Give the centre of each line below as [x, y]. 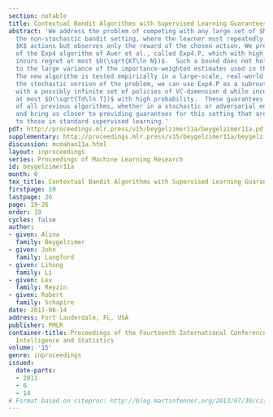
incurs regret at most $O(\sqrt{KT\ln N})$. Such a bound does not [134, 62]
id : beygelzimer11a [41, 167]
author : [22, 227]
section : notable [38, 16]
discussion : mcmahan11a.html [58, 144]
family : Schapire [45, 303]
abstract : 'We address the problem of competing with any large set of [132, 31]
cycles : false [32, 220]
